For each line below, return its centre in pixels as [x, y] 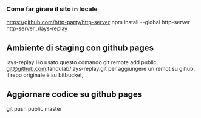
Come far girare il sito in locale [52, 9]
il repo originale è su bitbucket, [45, 75]
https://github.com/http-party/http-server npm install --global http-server [98, 22]
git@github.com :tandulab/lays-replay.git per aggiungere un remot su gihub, [101, 69]
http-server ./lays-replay [37, 28]
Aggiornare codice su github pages [74, 94]
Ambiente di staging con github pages [80, 48]
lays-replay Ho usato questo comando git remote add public [81, 62]
